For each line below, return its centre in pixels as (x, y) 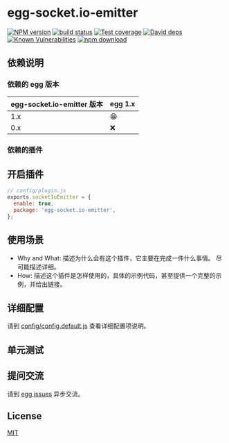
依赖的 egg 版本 (33, 85)
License (25, 416)
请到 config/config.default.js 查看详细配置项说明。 (79, 326)
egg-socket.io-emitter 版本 (57, 104)
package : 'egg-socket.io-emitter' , (65, 210)
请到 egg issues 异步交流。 (46, 394)
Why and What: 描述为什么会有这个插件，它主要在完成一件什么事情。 (116, 258)
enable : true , (34, 204)
